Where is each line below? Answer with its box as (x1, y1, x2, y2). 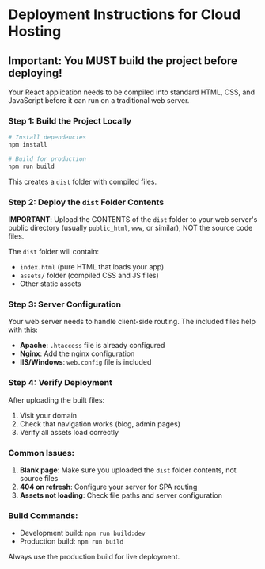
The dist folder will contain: (8, 247, 99, 257)
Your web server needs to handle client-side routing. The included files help (8, 317, 256, 327)
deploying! (8, 66, 62, 80)
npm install (8, 141, 47, 149)
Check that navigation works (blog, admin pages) (19, 418, 180, 429)
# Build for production (8, 155, 87, 163)
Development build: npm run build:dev (19, 529, 146, 538)
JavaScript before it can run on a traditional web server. (8, 96, 190, 105)
